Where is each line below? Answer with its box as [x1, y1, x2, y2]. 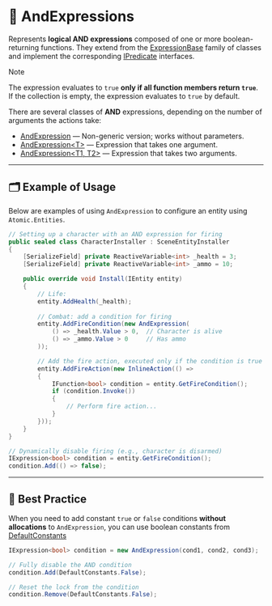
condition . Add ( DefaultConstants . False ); [8, 568, 147, 577]
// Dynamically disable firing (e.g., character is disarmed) [8, 447, 223, 456]
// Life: [37, 290, 67, 298]
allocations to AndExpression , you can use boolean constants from [8, 522, 231, 532]
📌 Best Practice [8, 492, 87, 506]
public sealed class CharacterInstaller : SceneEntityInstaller [8, 238, 230, 246]
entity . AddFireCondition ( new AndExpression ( [37, 320, 190, 328]
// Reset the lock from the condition [8, 583, 139, 591]
